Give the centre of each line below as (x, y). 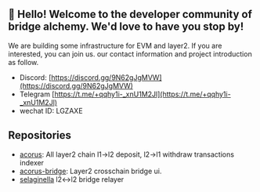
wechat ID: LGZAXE (51, 110)
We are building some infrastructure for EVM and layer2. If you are (115, 45)
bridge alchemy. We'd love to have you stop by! (126, 27)
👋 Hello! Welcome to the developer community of (130, 14)
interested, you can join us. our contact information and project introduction (130, 54)
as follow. (23, 62)
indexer (32, 162)
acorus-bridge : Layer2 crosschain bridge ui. (90, 171)
